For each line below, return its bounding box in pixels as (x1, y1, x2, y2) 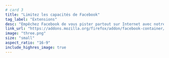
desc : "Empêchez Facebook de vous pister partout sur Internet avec (5, 21, 152, 27)
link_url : (5, 26, 26, 31)
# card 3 (5, 7, 24, 13)
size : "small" (5, 36, 35, 41)
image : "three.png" (5, 31, 46, 36)
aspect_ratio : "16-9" (5, 40, 51, 45)
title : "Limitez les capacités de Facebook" (5, 12, 100, 17)
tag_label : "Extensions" (5, 17, 57, 22)
